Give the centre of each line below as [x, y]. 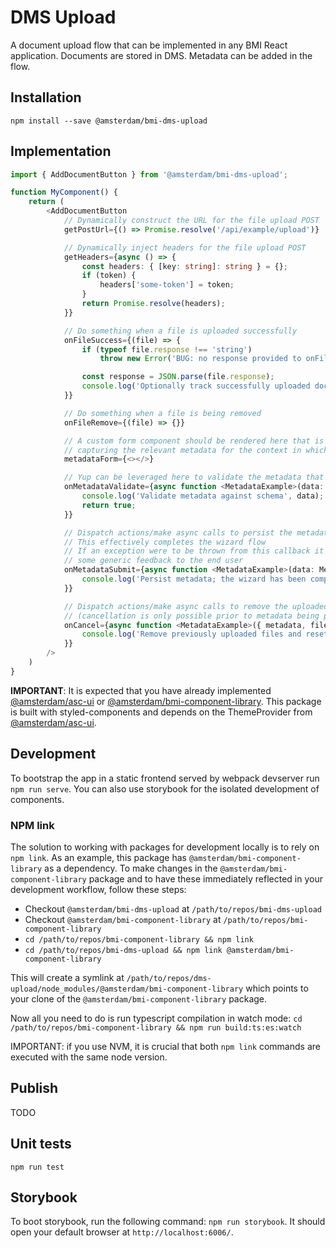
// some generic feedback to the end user [153, 561]
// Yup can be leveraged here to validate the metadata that [194, 477]
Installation [46, 97]
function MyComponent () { [64, 192]
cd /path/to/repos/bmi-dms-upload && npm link [123, 950]
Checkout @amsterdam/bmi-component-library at [123, 919]
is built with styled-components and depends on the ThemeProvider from [161, 712]
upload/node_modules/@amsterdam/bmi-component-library [127, 989]
